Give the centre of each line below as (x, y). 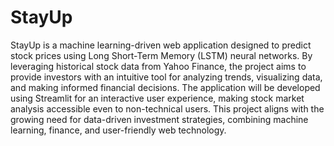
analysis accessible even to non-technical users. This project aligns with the (167, 108)
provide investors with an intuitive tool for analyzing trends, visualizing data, (166, 77)
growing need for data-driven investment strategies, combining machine (159, 119)
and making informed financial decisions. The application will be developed (165, 87)
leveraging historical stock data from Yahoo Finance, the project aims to (158, 66)
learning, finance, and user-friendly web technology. (118, 130)
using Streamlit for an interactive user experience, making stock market (157, 98)
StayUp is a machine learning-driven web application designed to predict (161, 45)
